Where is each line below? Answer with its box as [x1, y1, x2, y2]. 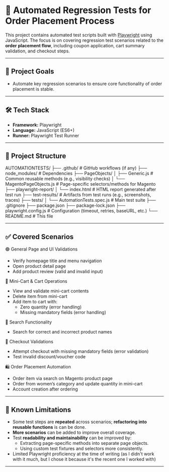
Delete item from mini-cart [12, 293, 67, 299]
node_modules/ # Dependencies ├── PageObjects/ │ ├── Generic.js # [5, 171, 153, 177]
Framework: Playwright [12, 122, 62, 128]
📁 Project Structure [5, 151, 66, 160]
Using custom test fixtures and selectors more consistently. [20, 445, 143, 451]
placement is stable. [12, 86, 54, 92]
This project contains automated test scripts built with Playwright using [5, 32, 152, 38]
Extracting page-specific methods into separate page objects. [20, 440, 149, 446]
